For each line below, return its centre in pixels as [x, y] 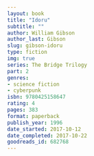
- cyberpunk [24, 90]
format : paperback [33, 116]
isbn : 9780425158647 [37, 97]
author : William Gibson [41, 33]
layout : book [26, 13]
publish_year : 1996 [35, 123]
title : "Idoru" [29, 20]
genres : [18, 78]
